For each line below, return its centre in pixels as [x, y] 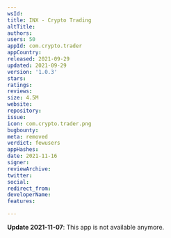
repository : [24, 111]
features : [22, 201]
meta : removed [28, 136]
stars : [17, 78]
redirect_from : [29, 189]
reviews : [20, 91]
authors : [20, 33]
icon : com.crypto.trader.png [49, 124]
